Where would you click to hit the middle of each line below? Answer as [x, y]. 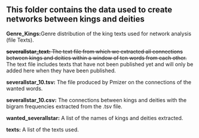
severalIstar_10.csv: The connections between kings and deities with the [97, 100]
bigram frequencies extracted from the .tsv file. [64, 106]
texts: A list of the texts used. [43, 129]
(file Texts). [20, 40]
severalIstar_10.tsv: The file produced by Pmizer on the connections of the [99, 82]
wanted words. [25, 88]
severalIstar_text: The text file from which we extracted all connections [95, 51]
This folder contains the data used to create [89, 10]
